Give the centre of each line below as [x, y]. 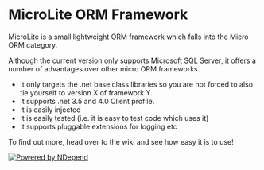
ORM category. [33, 44]
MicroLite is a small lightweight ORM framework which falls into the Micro [128, 37]
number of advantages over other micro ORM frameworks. [104, 68]
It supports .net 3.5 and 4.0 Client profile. [87, 101]
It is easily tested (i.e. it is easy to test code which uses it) [114, 118]
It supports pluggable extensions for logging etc [98, 126]
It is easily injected [50, 110]
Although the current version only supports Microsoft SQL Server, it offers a [132, 60]
